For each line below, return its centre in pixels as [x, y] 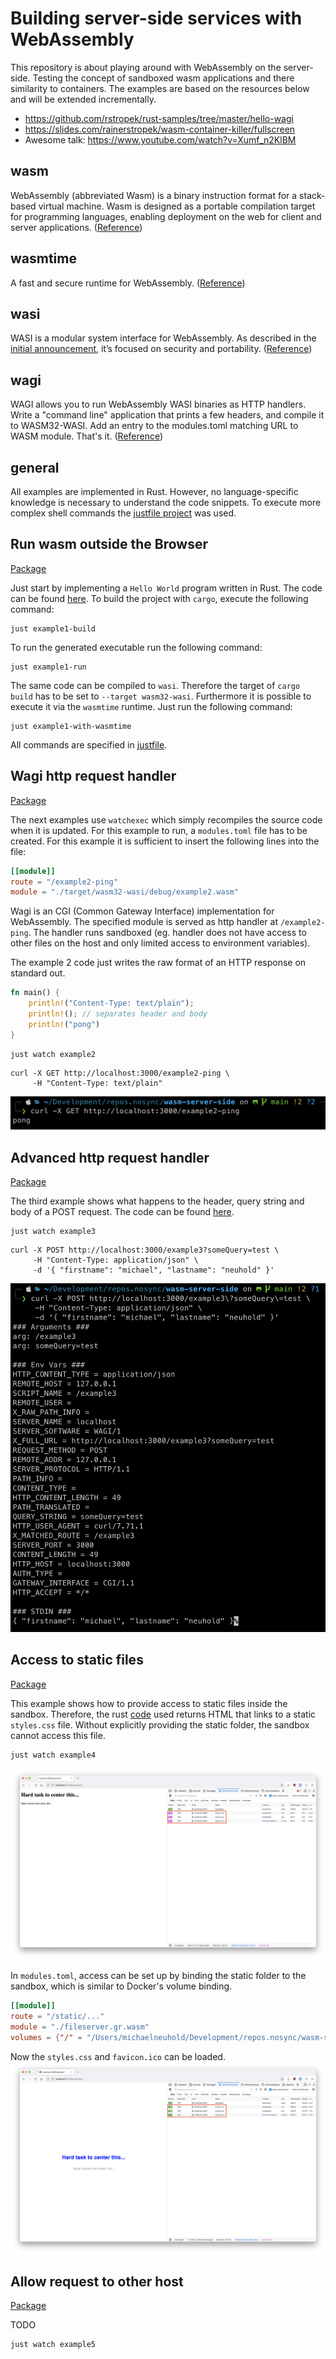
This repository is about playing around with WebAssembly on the [146, 67]
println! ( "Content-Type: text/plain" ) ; [111, 1003]
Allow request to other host [97, 2281]
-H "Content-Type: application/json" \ [115, 1260]
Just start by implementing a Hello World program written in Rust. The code [166, 588]
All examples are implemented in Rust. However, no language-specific [154, 491]
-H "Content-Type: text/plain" [97, 1083]
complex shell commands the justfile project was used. [123, 513]
